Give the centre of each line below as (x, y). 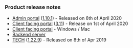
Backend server (29, 35)
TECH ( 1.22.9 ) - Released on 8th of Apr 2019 (59, 40)
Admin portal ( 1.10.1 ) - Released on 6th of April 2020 (67, 18)
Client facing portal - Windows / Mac (51, 29)
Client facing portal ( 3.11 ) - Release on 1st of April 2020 (70, 23)
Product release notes (33, 7)
